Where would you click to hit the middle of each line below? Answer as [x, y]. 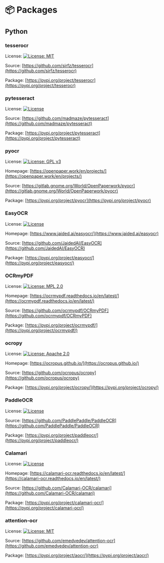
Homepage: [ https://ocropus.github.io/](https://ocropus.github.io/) [72, 363]
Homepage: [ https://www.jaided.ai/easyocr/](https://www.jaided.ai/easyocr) [82, 233]
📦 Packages [31, 10]
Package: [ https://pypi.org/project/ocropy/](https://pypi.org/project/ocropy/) [82, 387]
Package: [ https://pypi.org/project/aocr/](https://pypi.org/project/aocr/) [77, 556]
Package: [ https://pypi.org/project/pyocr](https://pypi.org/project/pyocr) [78, 201]
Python [16, 31]
